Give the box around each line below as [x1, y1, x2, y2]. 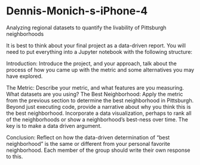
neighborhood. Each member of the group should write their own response [6, 146, 191, 154]
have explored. [6, 72, 43, 80]
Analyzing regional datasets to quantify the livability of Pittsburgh [6, 24, 167, 31]
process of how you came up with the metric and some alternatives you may [6, 66, 195, 73]
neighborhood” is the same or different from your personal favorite [6, 140, 170, 147]
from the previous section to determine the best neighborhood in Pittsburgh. [6, 97, 194, 104]
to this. [6, 152, 23, 160]
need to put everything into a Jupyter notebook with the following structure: [6, 48, 193, 55]
